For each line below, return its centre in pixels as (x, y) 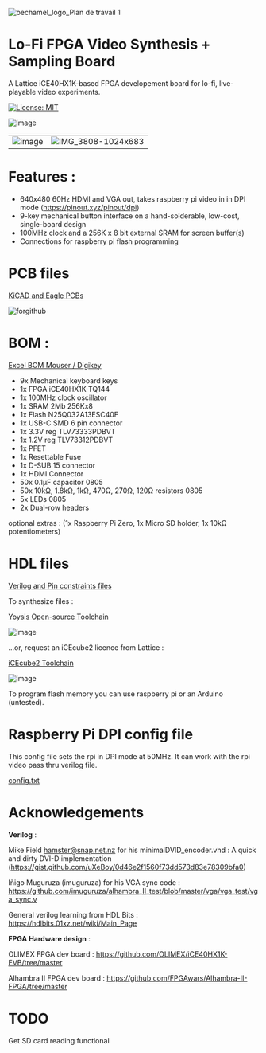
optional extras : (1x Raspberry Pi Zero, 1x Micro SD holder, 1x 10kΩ (118, 523)
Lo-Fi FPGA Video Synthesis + (110, 45)
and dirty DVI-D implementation (60, 858)
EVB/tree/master (35, 962)
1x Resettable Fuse (50, 456)
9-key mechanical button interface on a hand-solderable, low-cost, (129, 216)
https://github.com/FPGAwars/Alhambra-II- (177, 978)
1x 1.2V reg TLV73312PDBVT (66, 440)
